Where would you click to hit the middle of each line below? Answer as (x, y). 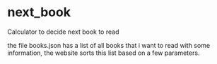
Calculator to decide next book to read (63, 32)
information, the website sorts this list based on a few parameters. (104, 53)
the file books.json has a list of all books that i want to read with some (109, 45)
